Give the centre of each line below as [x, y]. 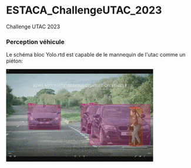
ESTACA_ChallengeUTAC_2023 [84, 10]
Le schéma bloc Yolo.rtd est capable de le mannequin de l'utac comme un [96, 55]
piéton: [15, 61]
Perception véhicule [35, 42]
